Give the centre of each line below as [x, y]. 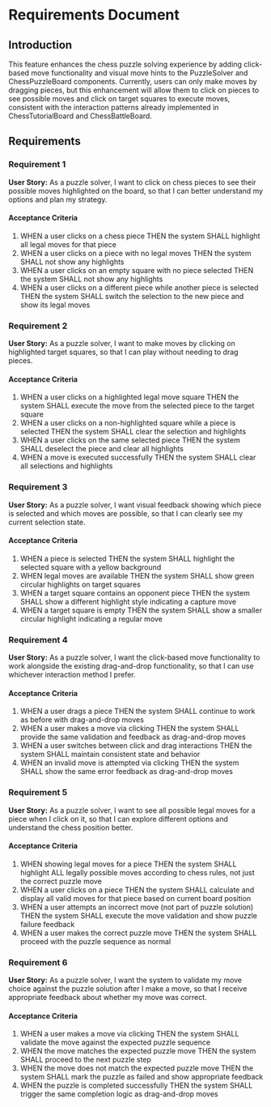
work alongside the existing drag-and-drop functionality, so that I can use [131, 666]
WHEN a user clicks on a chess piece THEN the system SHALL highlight [140, 236]
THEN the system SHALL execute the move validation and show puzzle [138, 915]
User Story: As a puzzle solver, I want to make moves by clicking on [122, 344]
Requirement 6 [38, 962]
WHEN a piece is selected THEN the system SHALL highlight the [127, 558]
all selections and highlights [66, 466]
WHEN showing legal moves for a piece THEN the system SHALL [128, 864]
